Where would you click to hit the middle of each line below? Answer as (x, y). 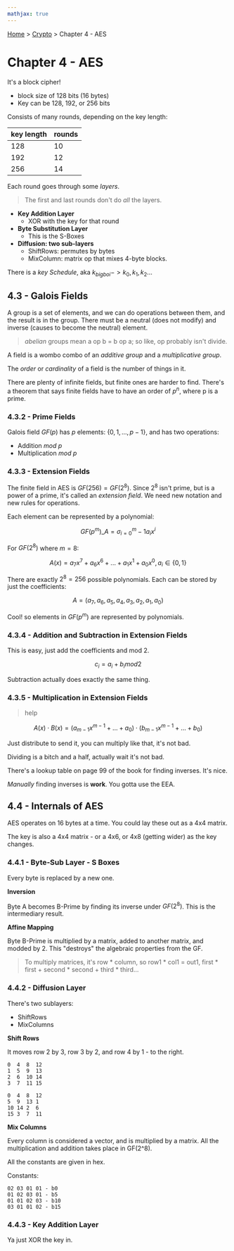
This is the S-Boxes (56, 236)
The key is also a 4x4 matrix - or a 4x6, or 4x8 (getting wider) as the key (112, 837)
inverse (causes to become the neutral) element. (78, 328)
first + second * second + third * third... (82, 970)
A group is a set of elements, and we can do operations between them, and (116, 313)
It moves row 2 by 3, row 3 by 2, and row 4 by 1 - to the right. (96, 1052)
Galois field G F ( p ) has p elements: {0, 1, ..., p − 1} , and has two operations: (113, 432)
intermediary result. (36, 914)
